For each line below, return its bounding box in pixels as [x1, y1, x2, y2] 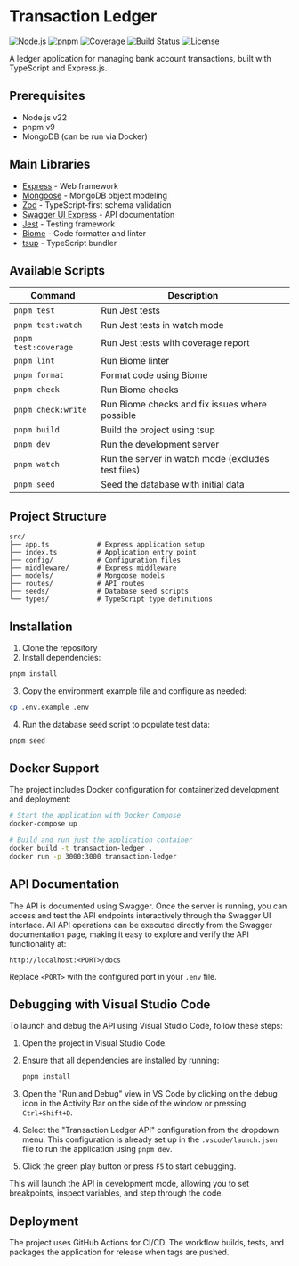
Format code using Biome [101, 369, 208, 382]
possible [101, 409, 136, 422]
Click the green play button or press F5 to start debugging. [21, 1161, 237, 1171]
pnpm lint [13, 356, 55, 366]
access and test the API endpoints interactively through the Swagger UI [9, 909, 271, 920]
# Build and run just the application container [9, 835, 193, 844]
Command [30, 290, 76, 302]
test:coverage [13, 342, 74, 353]
